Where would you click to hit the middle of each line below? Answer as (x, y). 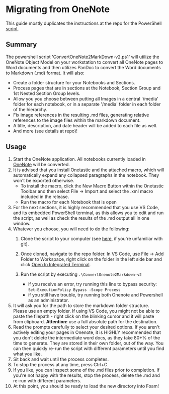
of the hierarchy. (30, 109)
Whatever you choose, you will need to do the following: (71, 229)
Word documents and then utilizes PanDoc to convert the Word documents (83, 67)
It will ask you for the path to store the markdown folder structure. (81, 305)
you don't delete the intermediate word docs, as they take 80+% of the (87, 337)
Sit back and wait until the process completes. (61, 359)
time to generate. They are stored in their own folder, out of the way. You (88, 343)
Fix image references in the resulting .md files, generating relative (81, 115)
